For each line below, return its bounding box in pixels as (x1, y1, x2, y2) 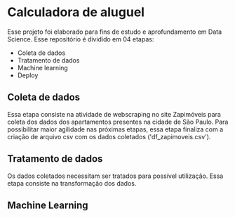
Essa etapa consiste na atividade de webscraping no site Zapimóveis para (7, 110, 221, 118)
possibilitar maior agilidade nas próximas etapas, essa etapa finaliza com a (7, 124, 224, 134)
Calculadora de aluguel (7, 4, 145, 20)
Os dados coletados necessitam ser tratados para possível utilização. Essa (7, 172, 224, 180)
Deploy (17, 71, 39, 79)
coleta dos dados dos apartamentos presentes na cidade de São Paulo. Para (7, 117, 229, 126)
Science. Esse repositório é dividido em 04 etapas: (7, 34, 154, 43)
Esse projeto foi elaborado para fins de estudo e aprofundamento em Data (7, 27, 222, 36)
